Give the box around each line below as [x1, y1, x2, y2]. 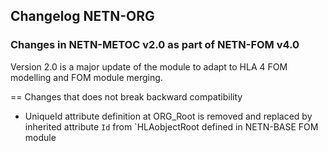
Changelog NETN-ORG [10, 8, 155, 25]
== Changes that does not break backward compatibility [10, 90, 243, 103]
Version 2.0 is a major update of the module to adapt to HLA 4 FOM [10, 60, 288, 73]
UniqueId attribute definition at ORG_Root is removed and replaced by [24, 110, 313, 122]
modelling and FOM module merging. [10, 71, 163, 83]
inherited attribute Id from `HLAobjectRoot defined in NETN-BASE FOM [24, 120, 319, 133]
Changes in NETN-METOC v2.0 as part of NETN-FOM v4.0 [10, 38, 300, 52]
